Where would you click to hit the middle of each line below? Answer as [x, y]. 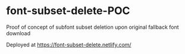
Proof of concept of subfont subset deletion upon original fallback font [93, 27]
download [18, 33]
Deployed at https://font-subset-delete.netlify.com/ [69, 45]
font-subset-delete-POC [68, 11]
